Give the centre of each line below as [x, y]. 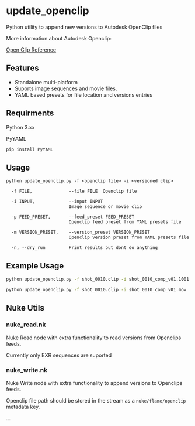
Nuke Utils [25, 308]
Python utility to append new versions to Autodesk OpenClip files [84, 27]
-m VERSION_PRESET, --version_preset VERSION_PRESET [81, 233]
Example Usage [35, 266]
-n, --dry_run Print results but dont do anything [85, 248]
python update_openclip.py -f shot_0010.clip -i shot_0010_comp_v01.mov [96, 289]
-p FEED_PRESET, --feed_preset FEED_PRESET [73, 217]
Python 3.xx [20, 127]
